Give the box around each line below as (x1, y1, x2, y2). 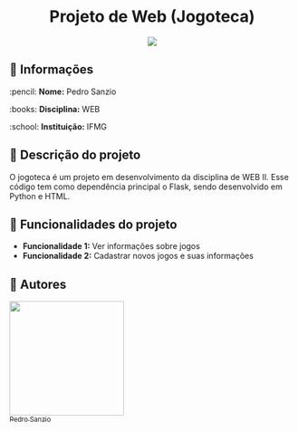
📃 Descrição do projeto (9, 148, 141, 163)
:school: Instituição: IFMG (9, 120, 107, 132)
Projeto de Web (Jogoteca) (49, 6, 255, 27)
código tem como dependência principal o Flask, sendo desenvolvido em (9, 181, 283, 192)
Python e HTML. (9, 190, 71, 201)
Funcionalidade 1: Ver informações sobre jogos (22, 241, 201, 252)
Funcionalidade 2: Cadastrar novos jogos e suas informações (22, 251, 254, 262)
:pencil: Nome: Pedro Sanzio (9, 86, 117, 97)
